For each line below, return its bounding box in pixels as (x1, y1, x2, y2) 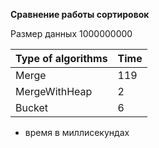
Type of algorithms (15, 52, 108, 65)
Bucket (15, 101, 49, 114)
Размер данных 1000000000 (10, 28, 133, 39)
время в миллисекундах (24, 127, 130, 138)
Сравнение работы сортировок (10, 9, 150, 20)
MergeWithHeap (15, 85, 93, 98)
